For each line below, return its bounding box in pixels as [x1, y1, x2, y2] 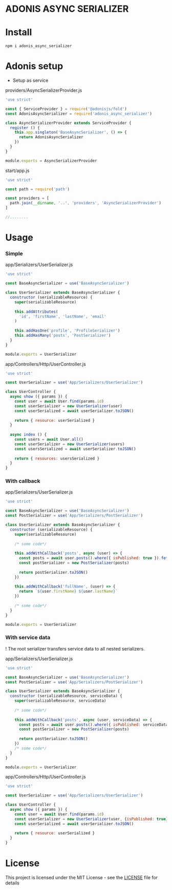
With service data [5, 634, 51, 641]
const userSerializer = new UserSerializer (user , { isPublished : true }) [14, 816, 170, 821]
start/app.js [5, 167, 30, 173]
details [5, 880, 19, 886]
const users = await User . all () [14, 437, 83, 442]
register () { [10, 125, 40, 131]
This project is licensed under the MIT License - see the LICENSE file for [5, 874, 158, 880]
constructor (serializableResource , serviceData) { [10, 693, 123, 699]
